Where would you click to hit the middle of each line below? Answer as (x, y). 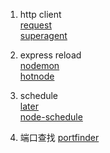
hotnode (37, 76)
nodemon (39, 65)
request (35, 25)
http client (40, 14)
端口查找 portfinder (59, 137)
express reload (50, 55)
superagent (43, 35)
